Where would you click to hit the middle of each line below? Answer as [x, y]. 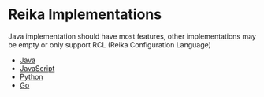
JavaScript [37, 68]
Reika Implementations [85, 15]
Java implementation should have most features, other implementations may [132, 36]
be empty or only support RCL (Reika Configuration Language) [110, 44]
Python [31, 76]
